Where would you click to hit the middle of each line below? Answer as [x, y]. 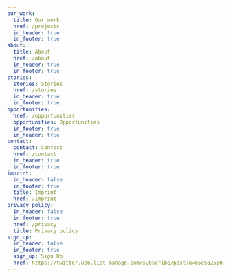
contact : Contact [38, 148]
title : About [32, 52]
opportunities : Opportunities [56, 122]
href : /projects [36, 26]
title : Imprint [35, 192]
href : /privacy [35, 224]
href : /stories [35, 90]
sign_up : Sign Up [38, 256]
